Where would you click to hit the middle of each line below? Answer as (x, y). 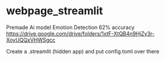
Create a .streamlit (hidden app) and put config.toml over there (83, 51)
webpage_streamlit (55, 11)
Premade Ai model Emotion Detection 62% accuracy (70, 27)
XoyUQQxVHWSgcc (31, 40)
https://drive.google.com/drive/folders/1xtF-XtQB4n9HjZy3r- (80, 33)
